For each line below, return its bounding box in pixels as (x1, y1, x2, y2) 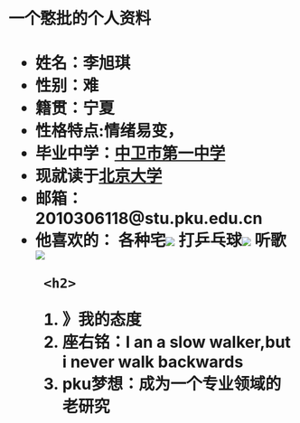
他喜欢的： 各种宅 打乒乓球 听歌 (34, 230, 286, 251)
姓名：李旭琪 (34, 53, 131, 73)
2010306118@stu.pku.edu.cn (34, 209, 263, 229)
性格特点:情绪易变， (34, 121, 183, 141)
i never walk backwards (61, 352, 244, 372)
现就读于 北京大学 (34, 166, 163, 186)
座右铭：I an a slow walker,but (61, 332, 291, 352)
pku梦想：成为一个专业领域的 (61, 374, 282, 394)
